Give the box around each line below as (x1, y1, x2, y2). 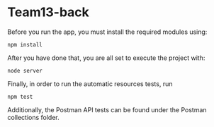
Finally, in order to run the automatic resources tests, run (7, 79, 173, 88)
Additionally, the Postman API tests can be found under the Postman (7, 105, 207, 114)
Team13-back (7, 4, 90, 20)
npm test (7, 93, 33, 100)
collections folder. (7, 113, 60, 121)
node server (7, 67, 43, 74)
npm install (7, 41, 43, 48)
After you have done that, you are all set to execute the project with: (7, 54, 205, 62)
